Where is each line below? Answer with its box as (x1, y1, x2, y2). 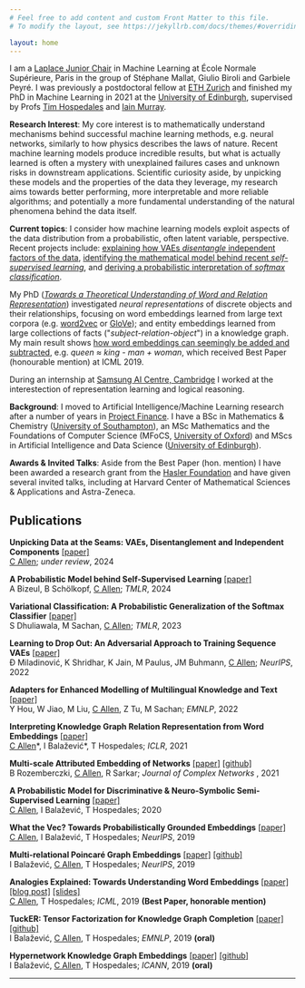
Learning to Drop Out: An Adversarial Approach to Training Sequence (9, 638, 277, 649)
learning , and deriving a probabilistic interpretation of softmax (53, 262, 286, 273)
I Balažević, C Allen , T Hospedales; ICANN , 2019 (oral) (9, 960, 213, 971)
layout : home (9, 38, 59, 47)
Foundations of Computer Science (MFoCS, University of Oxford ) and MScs (9, 430, 293, 441)
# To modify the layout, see (9, 22, 120, 31)
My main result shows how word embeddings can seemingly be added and (9, 337, 290, 348)
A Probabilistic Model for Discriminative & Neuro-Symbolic (9, 786, 236, 797)
